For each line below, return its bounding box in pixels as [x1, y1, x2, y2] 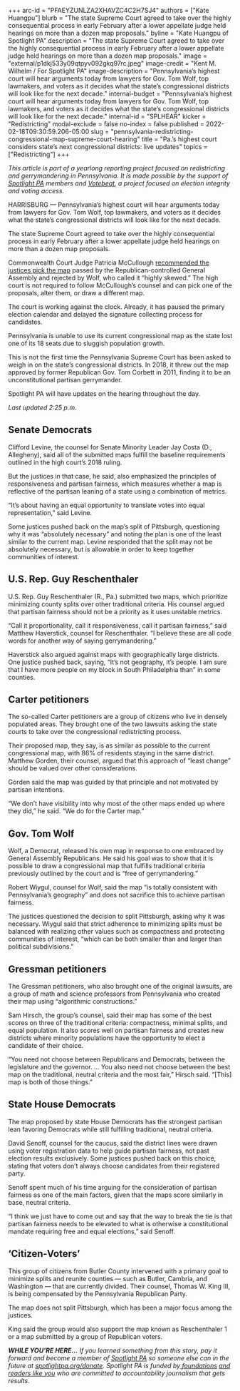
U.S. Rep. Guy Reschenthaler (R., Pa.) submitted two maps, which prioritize [8, 592, 229, 601]
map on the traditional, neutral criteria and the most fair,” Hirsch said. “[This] [8, 1070, 232, 1079]
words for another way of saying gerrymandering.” [8, 636, 157, 645]
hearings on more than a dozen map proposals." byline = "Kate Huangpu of [8, 29, 229, 37]
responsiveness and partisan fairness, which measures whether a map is [8, 479, 222, 488]
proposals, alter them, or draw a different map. [8, 289, 145, 297]
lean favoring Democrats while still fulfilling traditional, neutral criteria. [8, 1125, 214, 1133]
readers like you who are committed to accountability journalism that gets [8, 1369, 226, 1377]
